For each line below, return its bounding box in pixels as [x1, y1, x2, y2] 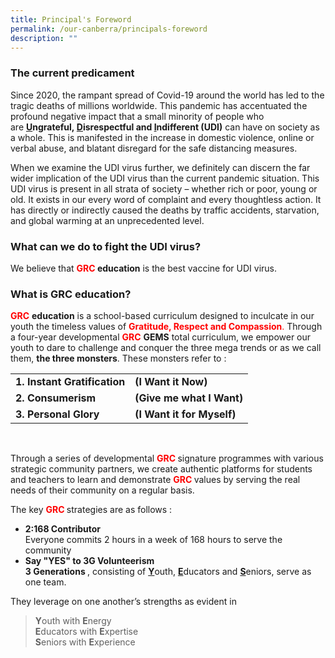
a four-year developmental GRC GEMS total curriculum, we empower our [10, 331, 312, 343]
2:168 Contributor [24, 523, 102, 535]
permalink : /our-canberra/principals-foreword [10, 24, 208, 34]
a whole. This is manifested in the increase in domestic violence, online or [10, 131, 315, 143]
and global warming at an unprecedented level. [10, 214, 205, 226]
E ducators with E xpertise [34, 626, 139, 638]
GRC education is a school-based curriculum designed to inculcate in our [10, 310, 315, 322]
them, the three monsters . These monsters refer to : [10, 352, 227, 365]
